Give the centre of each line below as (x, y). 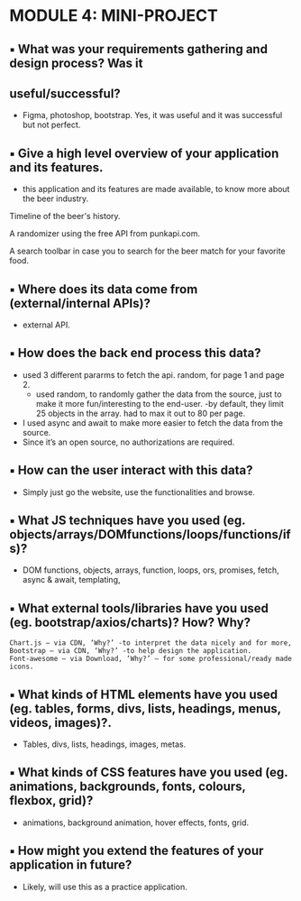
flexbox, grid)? (51, 800)
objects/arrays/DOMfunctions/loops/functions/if (150, 534)
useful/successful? (65, 93)
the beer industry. (55, 198)
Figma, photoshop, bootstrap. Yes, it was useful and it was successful (152, 115)
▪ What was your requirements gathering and (139, 49)
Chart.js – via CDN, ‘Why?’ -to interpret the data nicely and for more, (151, 643)
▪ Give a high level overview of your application (144, 153)
